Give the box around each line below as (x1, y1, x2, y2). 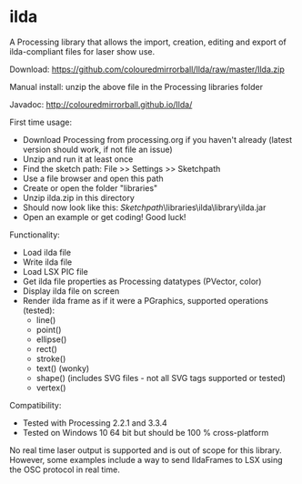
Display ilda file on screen (22, 285, 120, 297)
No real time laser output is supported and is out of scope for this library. (9, 444, 282, 456)
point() (35, 324, 62, 335)
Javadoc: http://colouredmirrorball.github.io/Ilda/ (9, 98, 193, 110)
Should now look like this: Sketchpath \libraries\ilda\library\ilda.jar (22, 202, 267, 213)
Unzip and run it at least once (22, 153, 134, 165)
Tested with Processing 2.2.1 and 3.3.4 (22, 417, 168, 429)
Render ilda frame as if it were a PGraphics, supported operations (22, 295, 268, 306)
